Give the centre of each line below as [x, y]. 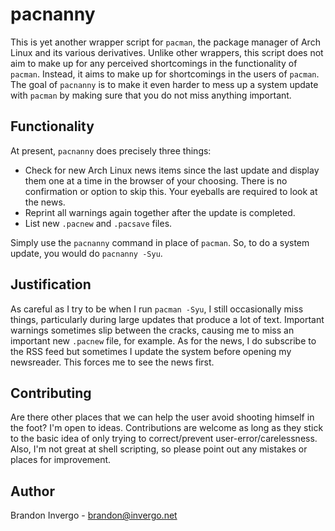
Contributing [51, 393]
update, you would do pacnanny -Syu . [86, 253]
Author [32, 491]
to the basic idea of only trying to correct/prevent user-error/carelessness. [164, 439]
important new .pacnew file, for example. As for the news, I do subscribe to [163, 340]
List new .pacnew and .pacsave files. [98, 223]
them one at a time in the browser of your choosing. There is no [156, 180]
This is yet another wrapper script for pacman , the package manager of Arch [165, 42]
